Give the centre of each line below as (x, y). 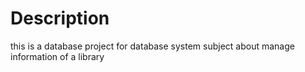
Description (60, 18)
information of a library (57, 56)
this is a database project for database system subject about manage (152, 46)
